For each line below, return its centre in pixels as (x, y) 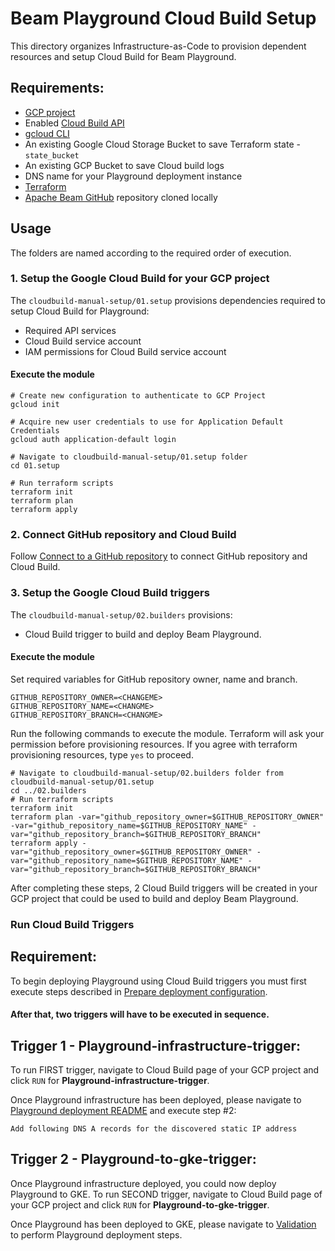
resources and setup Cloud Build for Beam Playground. (123, 56)
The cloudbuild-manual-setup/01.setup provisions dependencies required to (168, 300)
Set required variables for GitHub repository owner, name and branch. (154, 679)
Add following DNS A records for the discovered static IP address (154, 1129)
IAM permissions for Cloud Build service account (125, 351)
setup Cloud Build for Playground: (80, 311)
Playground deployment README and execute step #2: (123, 1110)
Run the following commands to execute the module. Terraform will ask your (167, 733)
